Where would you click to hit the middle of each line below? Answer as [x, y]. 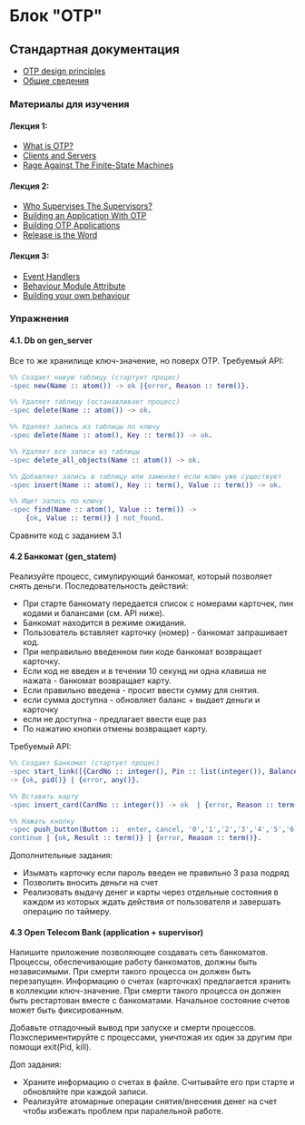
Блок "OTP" [56, 16]
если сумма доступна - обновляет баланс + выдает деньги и [141, 700]
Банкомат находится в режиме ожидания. [104, 623]
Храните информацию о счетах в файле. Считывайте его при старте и [158, 1082]
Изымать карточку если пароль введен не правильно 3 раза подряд [156, 873]
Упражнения [39, 318]
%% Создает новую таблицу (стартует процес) [95, 377]
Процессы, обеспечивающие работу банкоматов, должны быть [133, 962]
